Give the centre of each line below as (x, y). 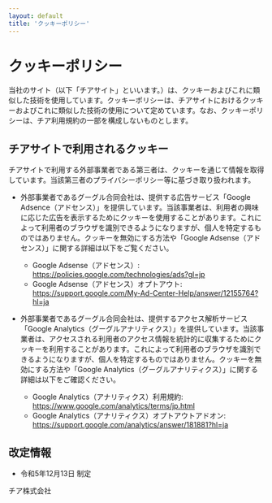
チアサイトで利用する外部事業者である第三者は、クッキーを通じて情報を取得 (136, 170)
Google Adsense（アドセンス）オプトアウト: (107, 284)
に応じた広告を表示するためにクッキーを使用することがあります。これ (137, 218)
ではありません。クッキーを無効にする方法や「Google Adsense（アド (144, 238)
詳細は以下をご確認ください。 (70, 379)
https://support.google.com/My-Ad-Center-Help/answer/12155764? (145, 293)
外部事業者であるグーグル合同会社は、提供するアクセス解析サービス (134, 319)
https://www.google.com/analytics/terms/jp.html (113, 406)
